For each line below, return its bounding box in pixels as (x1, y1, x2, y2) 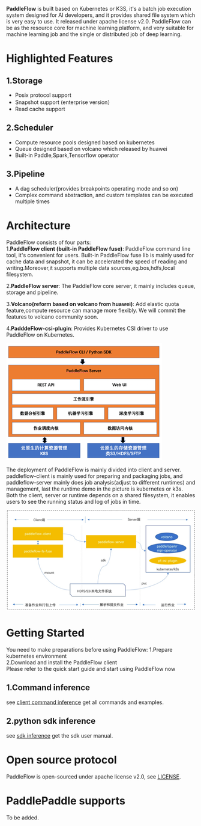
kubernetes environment (6, 652, 67, 660)
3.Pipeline (6, 169, 45, 179)
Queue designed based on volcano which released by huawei (14, 145, 168, 152)
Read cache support (14, 105, 65, 112)
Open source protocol (6, 753, 117, 766)
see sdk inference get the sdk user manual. (6, 732, 113, 739)
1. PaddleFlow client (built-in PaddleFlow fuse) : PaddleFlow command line (6, 245, 191, 252)
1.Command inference (6, 682, 91, 693)
